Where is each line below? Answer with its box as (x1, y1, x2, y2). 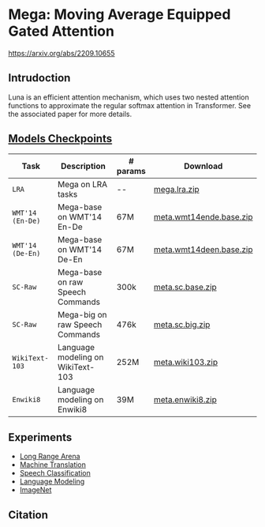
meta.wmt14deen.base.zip (153, 243, 253, 254)
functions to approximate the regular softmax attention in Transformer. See (8, 100, 251, 110)
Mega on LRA (58, 179, 108, 190)
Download (184, 160, 223, 171)
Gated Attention (8, 22, 114, 40)
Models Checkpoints (8, 132, 113, 145)
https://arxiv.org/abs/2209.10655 (8, 48, 116, 58)
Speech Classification (19, 469, 91, 478)
